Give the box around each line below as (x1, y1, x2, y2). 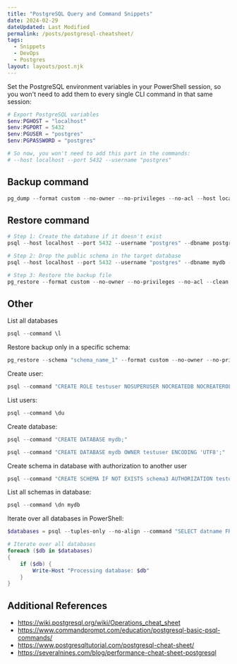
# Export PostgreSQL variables (7, 111, 99, 118)
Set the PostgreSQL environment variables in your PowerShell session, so (7, 82, 221, 90)
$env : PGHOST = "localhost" (7, 117, 87, 124)
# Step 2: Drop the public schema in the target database (7, 252, 181, 259)
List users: (7, 396, 37, 404)
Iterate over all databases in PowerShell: (7, 514, 124, 523)
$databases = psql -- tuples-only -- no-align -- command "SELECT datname (7, 528, 222, 535)
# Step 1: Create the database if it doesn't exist (7, 233, 162, 240)
